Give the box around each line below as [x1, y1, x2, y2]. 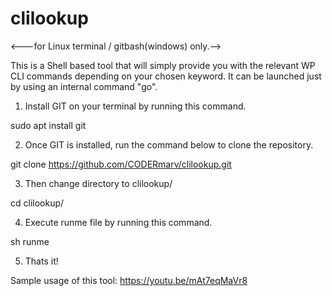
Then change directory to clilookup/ [24, 177, 173, 189]
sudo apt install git [10, 119, 87, 131]
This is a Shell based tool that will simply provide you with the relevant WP [10, 59, 316, 71]
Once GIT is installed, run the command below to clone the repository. [24, 138, 314, 151]
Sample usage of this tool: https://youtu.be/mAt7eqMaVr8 [10, 274, 248, 286]
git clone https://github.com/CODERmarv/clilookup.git [10, 158, 232, 170]
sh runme [10, 235, 50, 247]
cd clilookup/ [10, 197, 65, 209]
